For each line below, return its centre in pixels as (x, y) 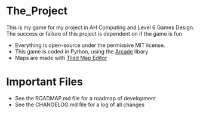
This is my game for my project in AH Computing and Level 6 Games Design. (100, 27)
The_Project (37, 11)
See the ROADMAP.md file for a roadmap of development (85, 98)
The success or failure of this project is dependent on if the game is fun (94, 33)
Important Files (45, 82)
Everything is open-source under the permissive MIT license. (90, 45)
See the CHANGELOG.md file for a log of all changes (80, 104)
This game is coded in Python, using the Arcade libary (81, 51)
